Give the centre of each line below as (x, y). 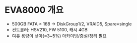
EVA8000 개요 (34, 10)
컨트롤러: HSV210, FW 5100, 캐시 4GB (50, 29)
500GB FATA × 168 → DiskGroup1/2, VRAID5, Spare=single (72, 24)
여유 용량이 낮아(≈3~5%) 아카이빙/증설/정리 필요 (59, 36)
